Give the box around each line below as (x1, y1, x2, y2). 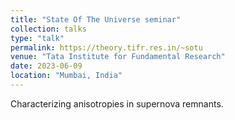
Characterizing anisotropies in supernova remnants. (10, 97, 224, 110)
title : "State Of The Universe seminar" (10, 14, 182, 25)
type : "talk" (10, 33, 65, 43)
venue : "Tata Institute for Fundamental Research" (10, 52, 226, 62)
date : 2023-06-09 (10, 61, 83, 71)
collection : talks (10, 24, 87, 34)
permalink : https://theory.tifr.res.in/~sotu (10, 42, 203, 53)
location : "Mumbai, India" (10, 71, 123, 81)
